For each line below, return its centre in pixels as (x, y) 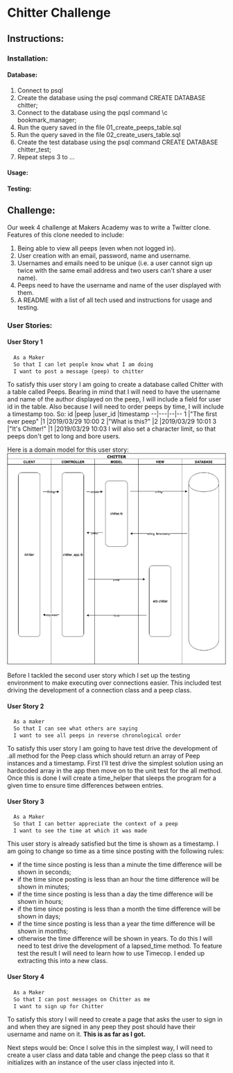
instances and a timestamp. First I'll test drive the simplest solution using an (115, 763)
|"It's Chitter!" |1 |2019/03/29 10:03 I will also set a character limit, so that (112, 429)
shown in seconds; (44, 872)
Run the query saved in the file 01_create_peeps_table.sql (99, 127)
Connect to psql (40, 90)
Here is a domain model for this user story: (68, 450)
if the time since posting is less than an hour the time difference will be (118, 880)
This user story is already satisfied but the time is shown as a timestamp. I (113, 844)
